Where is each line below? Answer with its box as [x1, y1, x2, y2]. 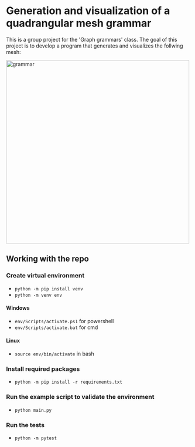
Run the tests [6, 421, 45, 429]
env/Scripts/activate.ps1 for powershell [14, 317, 114, 324]
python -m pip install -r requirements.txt [14, 380, 123, 385]
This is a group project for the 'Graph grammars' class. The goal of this [6, 36, 177, 43]
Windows [6, 304, 30, 311]
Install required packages [6, 365, 80, 373]
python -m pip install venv [14, 286, 83, 292]
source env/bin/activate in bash [14, 350, 95, 357]
